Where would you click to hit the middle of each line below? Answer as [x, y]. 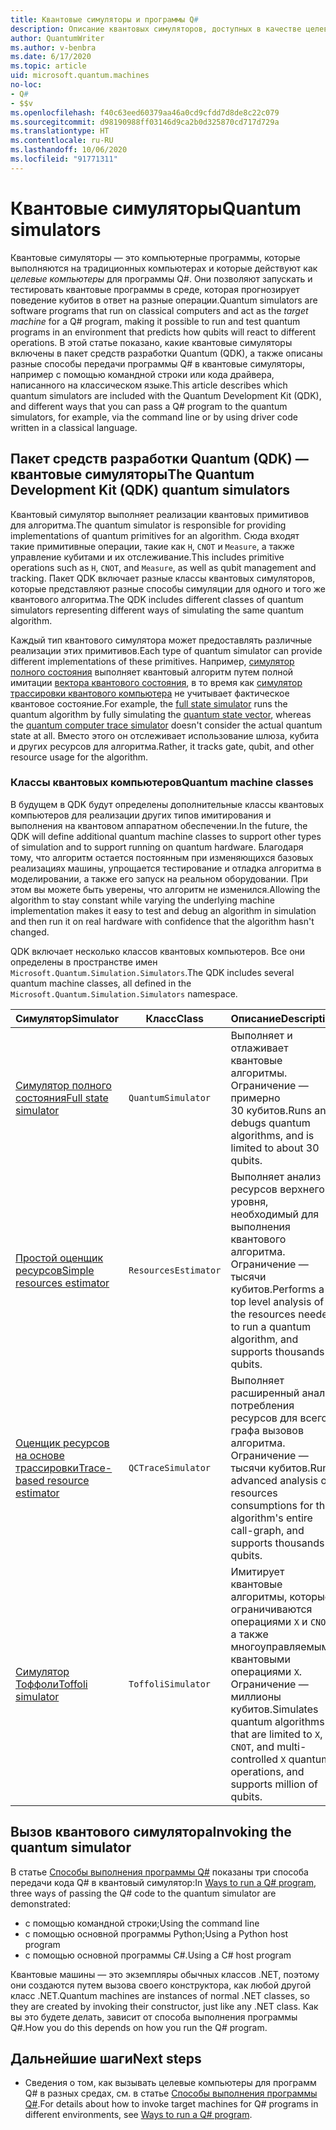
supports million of [274, 1784]
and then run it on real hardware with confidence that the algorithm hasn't [162, 921]
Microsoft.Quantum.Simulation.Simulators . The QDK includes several [152, 972]
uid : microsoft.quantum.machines [80, 76]
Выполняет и [261, 1035]
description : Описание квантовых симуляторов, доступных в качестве [156, 29]
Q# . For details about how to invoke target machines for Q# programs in [171, 2104]
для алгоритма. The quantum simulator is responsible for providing [148, 525]
